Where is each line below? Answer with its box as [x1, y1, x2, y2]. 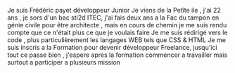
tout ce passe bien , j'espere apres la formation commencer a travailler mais [7, 51, 227, 59]
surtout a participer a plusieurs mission [7, 58, 121, 66]
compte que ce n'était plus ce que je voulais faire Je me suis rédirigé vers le [7, 28, 228, 36]
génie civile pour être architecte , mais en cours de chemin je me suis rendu [7, 21, 227, 29]
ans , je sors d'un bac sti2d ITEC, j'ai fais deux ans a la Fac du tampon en [7, 13, 220, 22]
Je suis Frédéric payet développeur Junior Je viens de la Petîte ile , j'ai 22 [7, 6, 222, 14]
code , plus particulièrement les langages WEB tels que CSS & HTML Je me [7, 36, 227, 44]
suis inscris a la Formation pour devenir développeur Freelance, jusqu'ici [7, 44, 217, 51]
